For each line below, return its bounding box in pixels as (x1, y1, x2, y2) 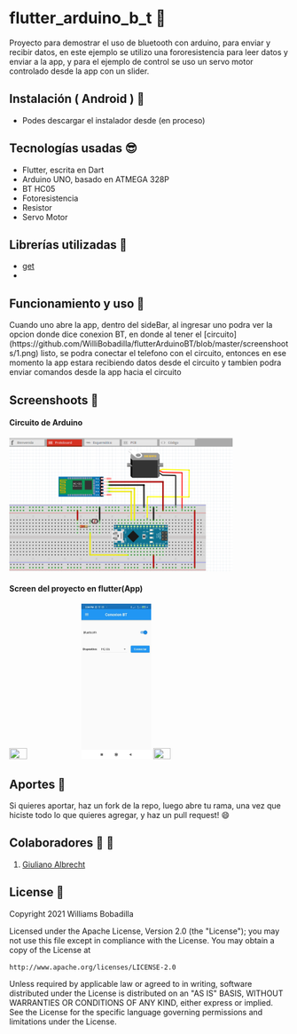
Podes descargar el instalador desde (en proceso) (21, 115, 206, 125)
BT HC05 (21, 183, 56, 194)
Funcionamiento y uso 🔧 (9, 296, 145, 311)
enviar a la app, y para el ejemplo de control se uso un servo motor (9, 56, 254, 67)
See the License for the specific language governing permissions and (9, 1006, 263, 1017)
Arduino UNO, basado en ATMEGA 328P (21, 173, 170, 185)
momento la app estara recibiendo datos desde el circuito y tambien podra (9, 357, 282, 368)
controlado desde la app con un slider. (9, 66, 150, 76)
